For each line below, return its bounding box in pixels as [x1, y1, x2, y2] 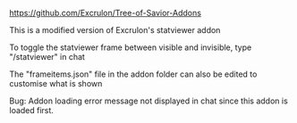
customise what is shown [9, 78, 103, 88]
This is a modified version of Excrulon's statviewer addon [9, 25, 221, 35]
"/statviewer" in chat [9, 52, 85, 61]
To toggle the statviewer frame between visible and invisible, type [9, 42, 252, 53]
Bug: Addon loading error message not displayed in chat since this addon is [9, 95, 288, 106]
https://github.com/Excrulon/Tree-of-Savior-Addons [9, 8, 201, 18]
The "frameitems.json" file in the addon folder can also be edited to [9, 69, 258, 79]
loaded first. [9, 105, 54, 115]
